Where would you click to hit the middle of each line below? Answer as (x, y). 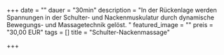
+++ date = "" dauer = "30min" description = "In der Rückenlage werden (112, 10)
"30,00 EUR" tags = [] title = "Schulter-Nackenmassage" (88, 32)
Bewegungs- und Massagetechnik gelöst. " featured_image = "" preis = (110, 25)
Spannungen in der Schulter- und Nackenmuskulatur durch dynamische (111, 17)
